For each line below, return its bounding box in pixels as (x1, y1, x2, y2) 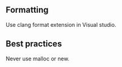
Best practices (5, 39, 62, 49)
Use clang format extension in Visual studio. (5, 21, 117, 28)
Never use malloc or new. (5, 55, 70, 62)
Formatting (5, 5, 49, 15)
